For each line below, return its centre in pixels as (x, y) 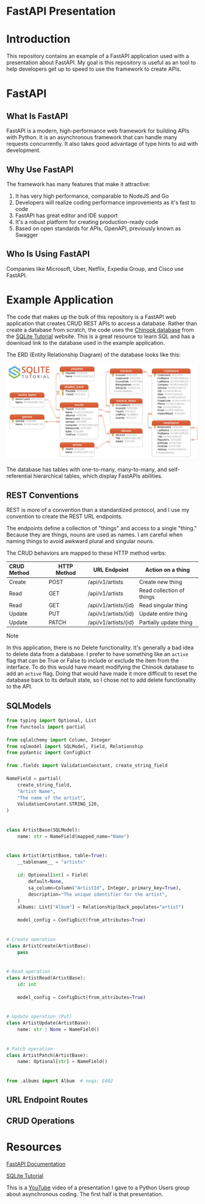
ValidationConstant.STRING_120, (58, 804)
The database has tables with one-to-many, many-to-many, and (87, 470)
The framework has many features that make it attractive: (78, 184)
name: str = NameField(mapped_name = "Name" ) (74, 836)
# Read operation (28, 971)
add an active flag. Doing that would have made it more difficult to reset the (102, 674)
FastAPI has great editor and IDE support (66, 215)
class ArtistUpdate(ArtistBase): (49, 1023)
